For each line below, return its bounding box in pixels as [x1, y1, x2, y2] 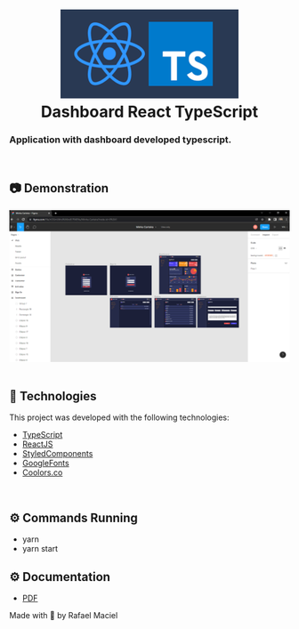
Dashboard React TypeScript [40, 102, 259, 122]
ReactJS [21, 439, 53, 449]
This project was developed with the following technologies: [9, 412, 230, 423]
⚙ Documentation [9, 569, 111, 585]
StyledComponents [21, 448, 93, 459]
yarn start [21, 544, 59, 554]
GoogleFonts [21, 458, 69, 469]
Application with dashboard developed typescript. [9, 133, 232, 146]
